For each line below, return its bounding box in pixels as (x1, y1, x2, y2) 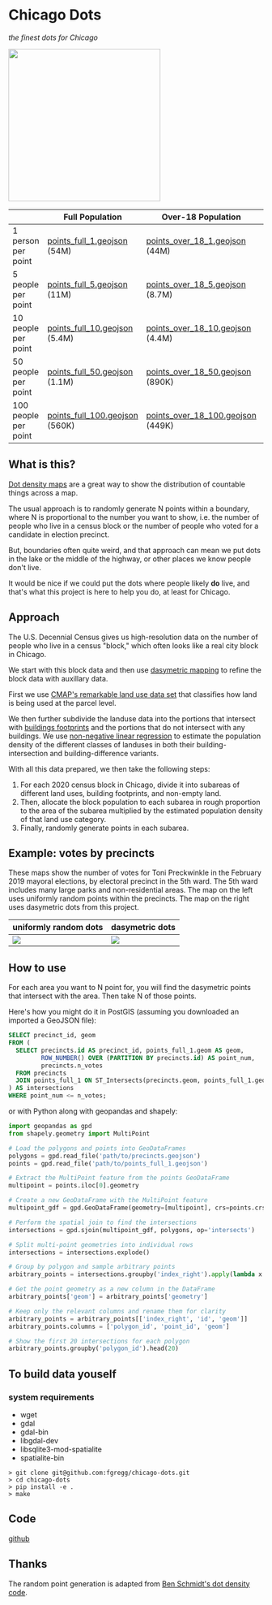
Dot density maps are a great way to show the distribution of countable (8, 479, 245, 489)
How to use (8, 961, 66, 975)
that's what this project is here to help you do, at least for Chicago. (8, 586, 231, 596)
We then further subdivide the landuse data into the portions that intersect (8, 713, 257, 724)
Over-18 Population (161, 211, 241, 223)
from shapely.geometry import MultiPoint (8, 1129, 151, 1138)
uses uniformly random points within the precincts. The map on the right (8, 893, 249, 903)
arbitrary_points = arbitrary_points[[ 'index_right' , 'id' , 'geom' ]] (8, 1314, 249, 1323)
